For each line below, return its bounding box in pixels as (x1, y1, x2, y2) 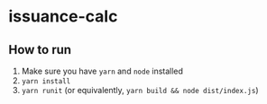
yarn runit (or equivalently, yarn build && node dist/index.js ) (21, 85, 259, 95)
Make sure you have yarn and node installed (21, 65, 184, 76)
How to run (8, 42, 72, 57)
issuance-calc (8, 6, 118, 27)
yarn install (21, 77, 71, 86)
